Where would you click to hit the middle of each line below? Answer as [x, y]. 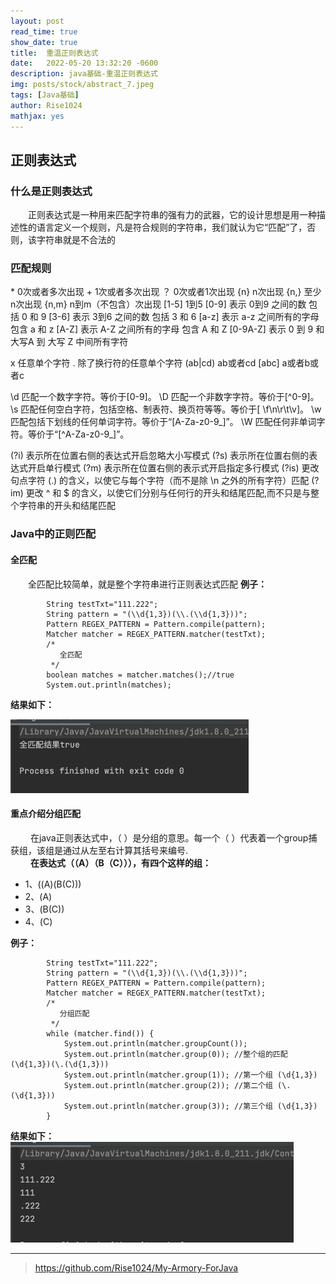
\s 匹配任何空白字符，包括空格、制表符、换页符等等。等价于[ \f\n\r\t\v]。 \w [166, 409]
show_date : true [44, 42]
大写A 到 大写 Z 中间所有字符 [69, 342]
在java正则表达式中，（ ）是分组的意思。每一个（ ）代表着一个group [169, 837]
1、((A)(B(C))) [53, 884]
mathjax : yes [37, 116]
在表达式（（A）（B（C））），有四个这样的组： [120, 862]
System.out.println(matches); [109, 685]
